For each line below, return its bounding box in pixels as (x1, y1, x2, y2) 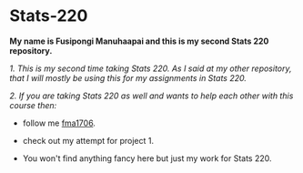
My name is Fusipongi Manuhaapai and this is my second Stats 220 (9, 36, 269, 46)
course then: (9, 99, 57, 110)
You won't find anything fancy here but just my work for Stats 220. (22, 152, 272, 164)
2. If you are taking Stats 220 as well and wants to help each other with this (9, 90, 294, 101)
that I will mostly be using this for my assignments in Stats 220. (9, 72, 247, 83)
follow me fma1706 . (22, 117, 96, 128)
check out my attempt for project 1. (22, 135, 155, 146)
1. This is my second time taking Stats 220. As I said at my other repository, (9, 63, 293, 74)
